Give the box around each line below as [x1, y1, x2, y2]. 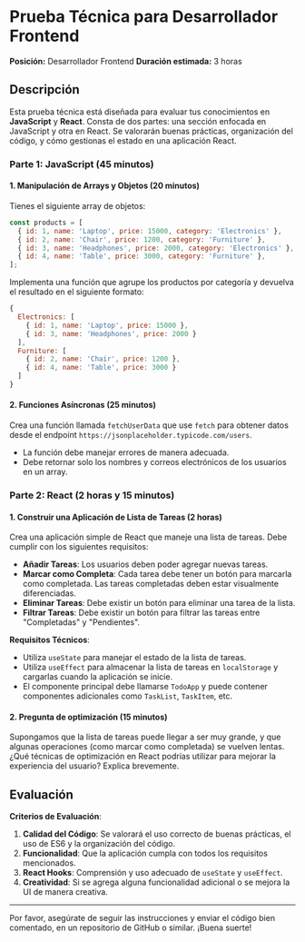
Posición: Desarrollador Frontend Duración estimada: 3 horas [9, 55, 242, 66]
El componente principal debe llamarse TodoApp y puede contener [22, 681, 268, 692]
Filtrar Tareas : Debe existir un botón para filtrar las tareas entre [22, 607, 261, 619]
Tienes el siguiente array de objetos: [9, 200, 146, 211]
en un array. [22, 466, 68, 478]
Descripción [9, 82, 80, 97]
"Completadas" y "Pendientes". [22, 617, 141, 628]
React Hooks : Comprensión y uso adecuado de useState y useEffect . [22, 868, 283, 878]
